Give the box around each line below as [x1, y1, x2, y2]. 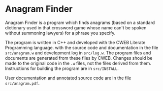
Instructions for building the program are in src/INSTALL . [5, 65, 119, 71]
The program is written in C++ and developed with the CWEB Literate [5, 39, 146, 45]
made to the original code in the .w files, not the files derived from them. [5, 60, 152, 66]
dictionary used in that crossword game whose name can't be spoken [5, 24, 147, 30]
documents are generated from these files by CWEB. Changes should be [5, 55, 153, 61]
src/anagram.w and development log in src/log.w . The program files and [5, 50, 151, 56]
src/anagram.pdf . [5, 80, 40, 86]
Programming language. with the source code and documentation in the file [5, 45, 159, 50]
